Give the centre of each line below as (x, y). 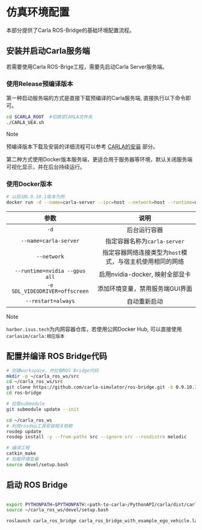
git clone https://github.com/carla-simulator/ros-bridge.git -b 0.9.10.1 (102, 387)
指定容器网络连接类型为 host (142, 252)
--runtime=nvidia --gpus (50, 271)
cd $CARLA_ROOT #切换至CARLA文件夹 (49, 117)
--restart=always (50, 301)
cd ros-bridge (24, 393)
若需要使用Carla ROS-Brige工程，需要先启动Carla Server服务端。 (87, 66)
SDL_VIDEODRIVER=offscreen (50, 291)
